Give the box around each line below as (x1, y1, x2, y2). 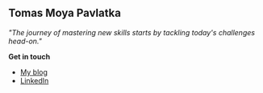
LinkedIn (19, 75, 49, 85)
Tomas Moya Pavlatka (8, 6, 121, 20)
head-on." (8, 36, 43, 46)
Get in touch (8, 51, 51, 61)
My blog (19, 67, 48, 77)
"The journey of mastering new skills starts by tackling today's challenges (8, 27, 256, 37)
